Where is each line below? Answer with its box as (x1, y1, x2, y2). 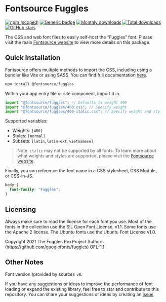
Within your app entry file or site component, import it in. (5, 90, 121, 96)
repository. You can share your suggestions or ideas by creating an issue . (5, 291, 155, 297)
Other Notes (5, 258, 43, 266)
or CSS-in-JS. (5, 173, 34, 179)
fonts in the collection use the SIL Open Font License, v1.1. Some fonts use (5, 224, 156, 229)
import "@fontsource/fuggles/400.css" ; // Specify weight (5, 105, 127, 110)
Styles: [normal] (12, 133, 45, 139)
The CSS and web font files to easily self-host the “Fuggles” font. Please (5, 34, 153, 40)
